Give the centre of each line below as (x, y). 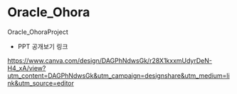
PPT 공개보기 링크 (43, 46)
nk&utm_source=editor (41, 83)
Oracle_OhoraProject (38, 32)
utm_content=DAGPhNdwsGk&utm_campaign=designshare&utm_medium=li (118, 76)
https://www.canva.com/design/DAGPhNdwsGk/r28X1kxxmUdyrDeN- (110, 60)
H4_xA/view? (27, 68)
